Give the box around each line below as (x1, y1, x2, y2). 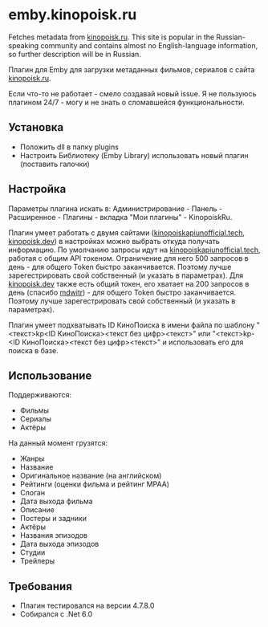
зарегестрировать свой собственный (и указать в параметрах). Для (8, 271, 244, 280)
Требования (8, 580, 72, 593)
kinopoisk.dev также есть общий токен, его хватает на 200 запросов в (8, 279, 250, 288)
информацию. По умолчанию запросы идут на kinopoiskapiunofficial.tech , (8, 245, 261, 254)
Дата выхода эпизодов (19, 539, 99, 549)
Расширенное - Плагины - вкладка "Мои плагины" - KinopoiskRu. (8, 212, 233, 222)
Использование (8, 368, 92, 382)
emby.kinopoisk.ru (8, 6, 137, 24)
